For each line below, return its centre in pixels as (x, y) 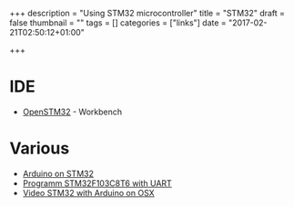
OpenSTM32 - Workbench (72, 112)
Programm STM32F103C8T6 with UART (97, 183)
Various (40, 148)
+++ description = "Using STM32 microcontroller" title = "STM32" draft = (147, 13)
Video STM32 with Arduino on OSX (88, 192)
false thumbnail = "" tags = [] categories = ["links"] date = (118, 23)
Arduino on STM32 (58, 173)
